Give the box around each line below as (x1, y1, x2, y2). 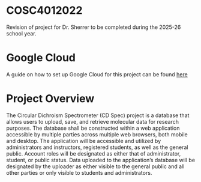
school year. (6, 29, 37, 37)
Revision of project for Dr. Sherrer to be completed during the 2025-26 (6, 23, 181, 31)
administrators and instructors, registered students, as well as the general (6, 144, 188, 151)
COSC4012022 (6, 4, 83, 17)
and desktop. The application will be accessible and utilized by (6, 137, 161, 144)
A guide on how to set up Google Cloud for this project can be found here (6, 70, 188, 78)
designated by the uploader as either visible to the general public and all (6, 163, 185, 170)
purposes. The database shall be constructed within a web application (6, 124, 180, 132)
